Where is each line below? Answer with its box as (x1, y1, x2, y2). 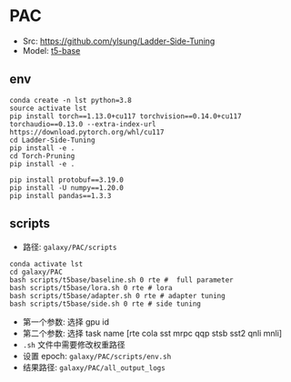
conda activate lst (9, 259, 84, 268)
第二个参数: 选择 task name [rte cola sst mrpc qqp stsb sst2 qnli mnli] (22, 327, 283, 338)
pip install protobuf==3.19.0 (9, 175, 125, 185)
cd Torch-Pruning (9, 151, 75, 160)
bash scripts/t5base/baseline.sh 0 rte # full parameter (9, 275, 234, 285)
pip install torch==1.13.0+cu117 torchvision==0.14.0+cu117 (9, 111, 243, 121)
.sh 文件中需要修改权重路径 (22, 338, 125, 350)
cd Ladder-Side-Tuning (9, 136, 95, 145)
